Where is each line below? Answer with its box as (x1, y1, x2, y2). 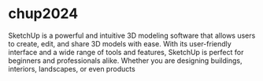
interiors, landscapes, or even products (8, 64, 135, 73)
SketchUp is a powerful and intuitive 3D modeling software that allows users (8, 31, 256, 40)
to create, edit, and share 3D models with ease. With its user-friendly (8, 39, 232, 48)
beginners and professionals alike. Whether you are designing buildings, (8, 56, 243, 65)
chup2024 (8, 5, 79, 23)
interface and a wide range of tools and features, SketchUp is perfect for (8, 47, 244, 57)
